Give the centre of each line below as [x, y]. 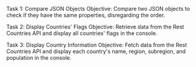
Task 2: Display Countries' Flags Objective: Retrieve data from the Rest [95, 27]
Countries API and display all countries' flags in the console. [82, 33]
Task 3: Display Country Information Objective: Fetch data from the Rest [97, 45]
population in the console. [39, 58]
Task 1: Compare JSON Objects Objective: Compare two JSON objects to [98, 9]
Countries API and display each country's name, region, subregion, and [96, 51]
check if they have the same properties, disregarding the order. [86, 15]
